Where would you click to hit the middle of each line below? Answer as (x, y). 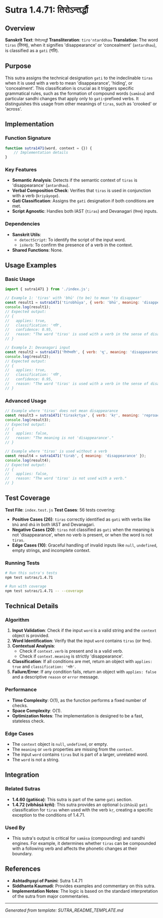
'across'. (14, 109)
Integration (22, 775)
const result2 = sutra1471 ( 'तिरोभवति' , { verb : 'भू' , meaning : (66, 352)
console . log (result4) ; (28, 460)
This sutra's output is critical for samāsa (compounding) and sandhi (78, 838)
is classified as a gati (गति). (32, 50)
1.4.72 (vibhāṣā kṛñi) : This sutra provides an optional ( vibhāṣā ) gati (80, 805)
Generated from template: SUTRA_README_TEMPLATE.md (64, 910)
